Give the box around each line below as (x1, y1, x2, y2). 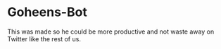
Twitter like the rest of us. (7, 34, 81, 43)
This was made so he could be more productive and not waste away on (7, 27, 215, 36)
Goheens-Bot (7, 4, 88, 20)
